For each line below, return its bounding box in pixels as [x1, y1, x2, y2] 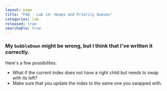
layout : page [5, 7, 32, 12]
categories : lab [5, 16, 39, 21]
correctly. [5, 48, 30, 55]
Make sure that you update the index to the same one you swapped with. [12, 80, 163, 86]
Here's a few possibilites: [5, 60, 57, 66]
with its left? [12, 75, 37, 81]
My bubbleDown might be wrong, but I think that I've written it [5, 42, 153, 49]
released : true [5, 21, 37, 26]
